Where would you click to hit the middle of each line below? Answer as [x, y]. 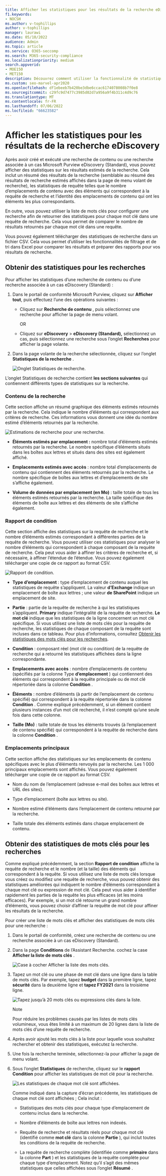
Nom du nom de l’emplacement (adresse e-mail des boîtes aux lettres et [86, 784]
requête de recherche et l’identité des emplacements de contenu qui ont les [82, 196]
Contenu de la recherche [35, 396]
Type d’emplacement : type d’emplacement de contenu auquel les [80, 582]
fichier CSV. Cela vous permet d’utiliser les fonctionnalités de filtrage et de [81, 241]
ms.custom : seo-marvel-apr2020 [37, 83]
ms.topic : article [24, 46]
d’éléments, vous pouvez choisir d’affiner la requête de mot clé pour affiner [82, 906]
